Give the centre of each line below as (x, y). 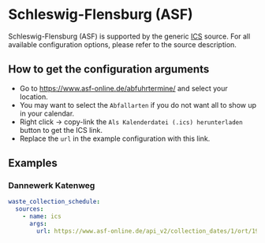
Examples (33, 163)
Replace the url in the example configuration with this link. (115, 138)
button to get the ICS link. (61, 130)
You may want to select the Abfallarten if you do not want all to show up (138, 105)
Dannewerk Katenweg (52, 186)
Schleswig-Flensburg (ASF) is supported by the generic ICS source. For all (129, 36)
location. (34, 97)
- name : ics (42, 217)
